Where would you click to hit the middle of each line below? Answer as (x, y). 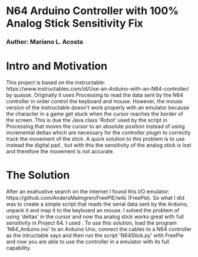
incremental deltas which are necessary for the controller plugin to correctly (98, 133)
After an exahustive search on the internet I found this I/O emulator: (88, 191)
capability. (19, 248)
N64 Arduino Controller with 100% (93, 11)
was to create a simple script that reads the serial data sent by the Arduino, (97, 204)
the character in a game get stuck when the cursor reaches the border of (95, 114)
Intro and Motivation (57, 66)
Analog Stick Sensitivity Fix (75, 23)
